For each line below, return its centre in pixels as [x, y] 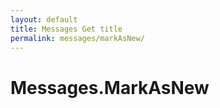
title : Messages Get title [66, 29]
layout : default [44, 19]
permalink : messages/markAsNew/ [77, 38]
